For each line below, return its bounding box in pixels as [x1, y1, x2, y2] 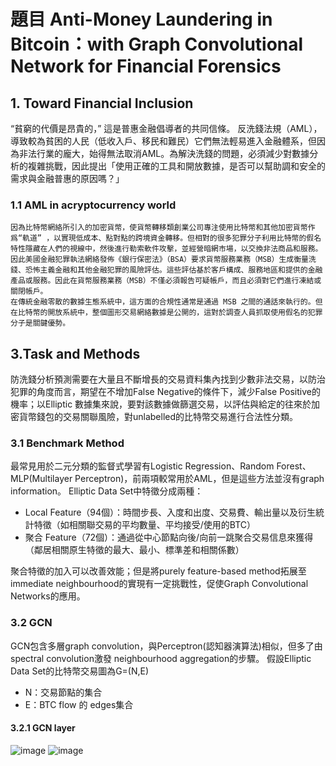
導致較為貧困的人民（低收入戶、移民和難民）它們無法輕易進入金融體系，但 [10, 135, 317, 147]
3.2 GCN [10, 616, 53, 630]
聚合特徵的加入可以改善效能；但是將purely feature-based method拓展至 [10, 565, 307, 577]
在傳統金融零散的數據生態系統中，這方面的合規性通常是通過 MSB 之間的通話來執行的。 [10, 297, 316, 307]
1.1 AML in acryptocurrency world [10, 198, 177, 212]
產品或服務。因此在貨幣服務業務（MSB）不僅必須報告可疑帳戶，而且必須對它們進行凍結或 [10, 276, 322, 286]
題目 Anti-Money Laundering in [10, 8, 273, 31]
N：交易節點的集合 [24, 686, 103, 698]
